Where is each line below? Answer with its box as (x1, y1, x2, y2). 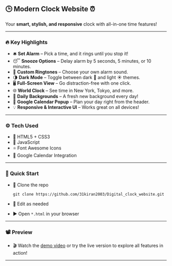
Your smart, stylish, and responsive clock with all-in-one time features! (5, 21, 157, 27)
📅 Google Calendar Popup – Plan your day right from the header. (12, 99, 150, 105)
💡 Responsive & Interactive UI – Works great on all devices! (12, 104, 139, 110)
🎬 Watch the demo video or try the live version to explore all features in (12, 242, 164, 249)
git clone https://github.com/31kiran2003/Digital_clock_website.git (12, 192, 165, 197)
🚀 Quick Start (5, 170, 39, 177)
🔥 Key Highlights (5, 39, 48, 46)
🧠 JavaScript (12, 139, 40, 145)
